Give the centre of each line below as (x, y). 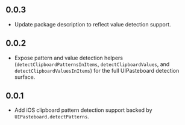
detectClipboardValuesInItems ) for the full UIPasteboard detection (97, 70)
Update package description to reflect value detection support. (92, 24)
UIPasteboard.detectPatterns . (52, 117)
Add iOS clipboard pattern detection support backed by (83, 110)
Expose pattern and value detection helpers (68, 58)
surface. (25, 77)
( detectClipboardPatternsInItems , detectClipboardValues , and (92, 64)
